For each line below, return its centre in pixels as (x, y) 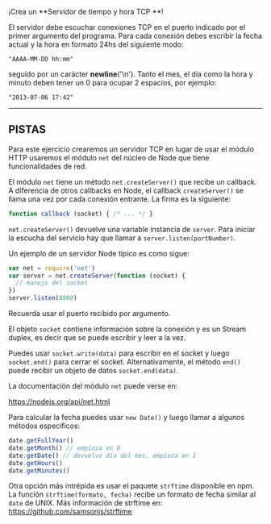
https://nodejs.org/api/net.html (59, 401)
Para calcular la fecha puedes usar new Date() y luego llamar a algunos (127, 418)
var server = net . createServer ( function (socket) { (97, 276)
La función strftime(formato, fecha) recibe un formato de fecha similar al (132, 494)
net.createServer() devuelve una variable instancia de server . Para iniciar (132, 229)
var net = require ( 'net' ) (52, 268)
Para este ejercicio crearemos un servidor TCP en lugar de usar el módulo (131, 149)
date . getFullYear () (41, 441)
